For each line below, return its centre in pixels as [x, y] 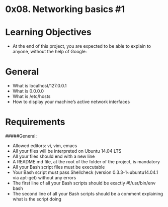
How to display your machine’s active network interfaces [71, 102]
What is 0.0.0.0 [28, 91]
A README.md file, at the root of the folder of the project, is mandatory [86, 162]
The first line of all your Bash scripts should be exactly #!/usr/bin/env [84, 183]
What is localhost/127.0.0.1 [39, 86]
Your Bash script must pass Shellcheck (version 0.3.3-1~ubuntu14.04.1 [85, 172]
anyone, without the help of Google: [50, 52]
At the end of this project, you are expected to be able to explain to [82, 46]
